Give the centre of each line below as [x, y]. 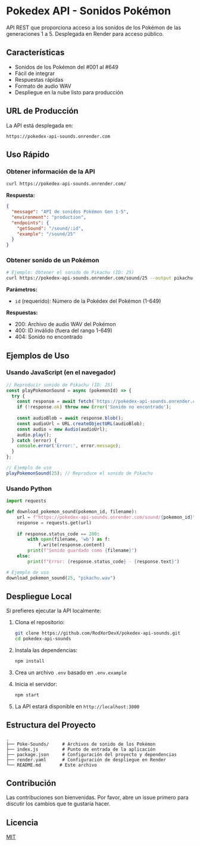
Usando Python [29, 488]
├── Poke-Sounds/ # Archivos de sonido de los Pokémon [81, 744]
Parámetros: [22, 290]
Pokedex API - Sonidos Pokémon [89, 11]
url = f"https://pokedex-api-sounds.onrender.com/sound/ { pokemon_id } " [106, 517]
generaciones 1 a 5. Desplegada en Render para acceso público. [85, 33]
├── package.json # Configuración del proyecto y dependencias [92, 754]
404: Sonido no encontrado [49, 337]
